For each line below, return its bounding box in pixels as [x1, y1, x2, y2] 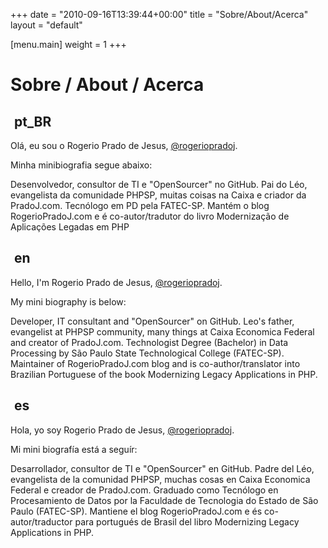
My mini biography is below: [10, 295, 127, 308]
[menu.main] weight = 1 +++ [10, 39, 127, 50]
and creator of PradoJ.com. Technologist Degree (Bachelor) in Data [10, 336, 289, 348]
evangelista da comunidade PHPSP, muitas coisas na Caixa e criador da [10, 189, 307, 201]
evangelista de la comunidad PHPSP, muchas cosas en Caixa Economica [10, 473, 311, 485]
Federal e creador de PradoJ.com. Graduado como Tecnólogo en [10, 484, 279, 496]
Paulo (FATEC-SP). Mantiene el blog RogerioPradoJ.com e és [10, 505, 263, 517]
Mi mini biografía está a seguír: [10, 443, 138, 455]
